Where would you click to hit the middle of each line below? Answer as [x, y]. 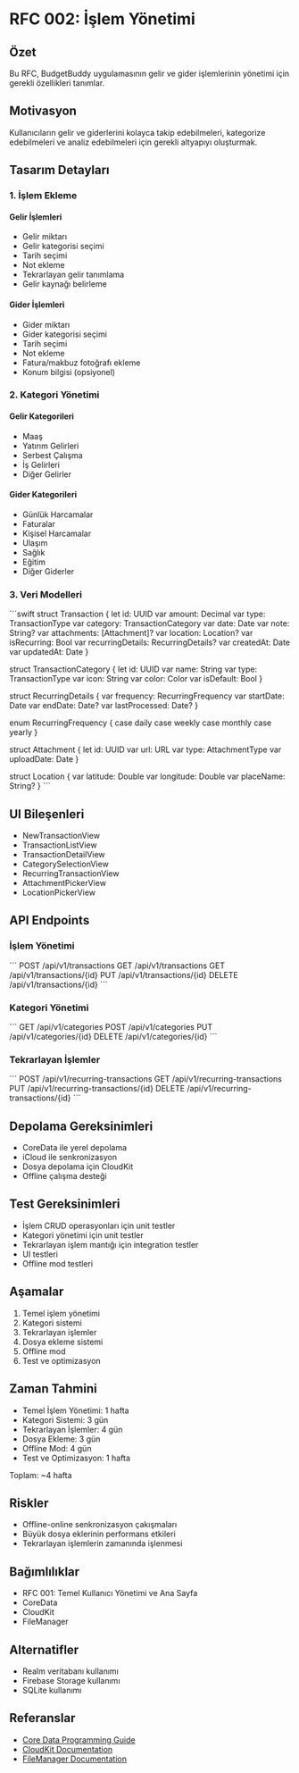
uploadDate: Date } [44, 759]
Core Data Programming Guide [79, 1740]
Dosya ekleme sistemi [62, 1342]
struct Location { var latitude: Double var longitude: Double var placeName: [147, 776]
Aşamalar [37, 1292]
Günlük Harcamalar [58, 514]
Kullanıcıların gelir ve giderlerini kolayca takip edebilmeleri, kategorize [137, 132]
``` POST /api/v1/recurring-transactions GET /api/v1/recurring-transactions [146, 1079]
